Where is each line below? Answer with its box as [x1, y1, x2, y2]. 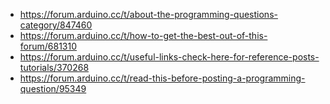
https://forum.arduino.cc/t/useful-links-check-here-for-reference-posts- [19, 51, 320, 63]
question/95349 [19, 83, 87, 94]
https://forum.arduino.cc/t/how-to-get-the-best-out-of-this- [19, 30, 268, 41]
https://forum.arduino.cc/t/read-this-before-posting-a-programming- [19, 72, 306, 84]
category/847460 [19, 19, 93, 31]
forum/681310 [19, 40, 78, 52]
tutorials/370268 [19, 62, 90, 73]
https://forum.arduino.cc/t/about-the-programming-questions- [19, 9, 278, 20]
